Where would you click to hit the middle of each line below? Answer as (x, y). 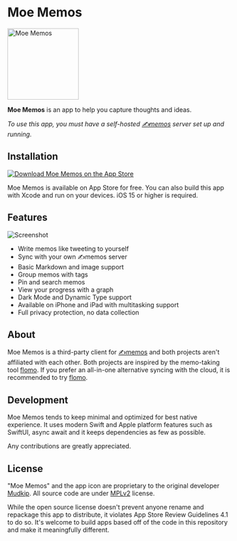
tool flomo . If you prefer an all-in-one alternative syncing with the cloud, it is (119, 370)
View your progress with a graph (65, 289)
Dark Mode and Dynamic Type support (74, 297)
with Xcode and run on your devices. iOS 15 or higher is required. (103, 195)
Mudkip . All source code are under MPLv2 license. (81, 493)
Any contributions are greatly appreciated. (69, 446)
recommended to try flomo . (48, 378)
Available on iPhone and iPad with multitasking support (98, 304)
